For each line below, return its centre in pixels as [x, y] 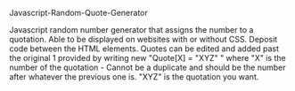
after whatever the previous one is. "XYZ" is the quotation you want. [134, 77]
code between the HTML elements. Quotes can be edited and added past [144, 49]
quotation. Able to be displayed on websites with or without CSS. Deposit [143, 39]
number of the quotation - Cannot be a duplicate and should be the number [148, 67]
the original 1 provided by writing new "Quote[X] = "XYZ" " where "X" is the [148, 58]
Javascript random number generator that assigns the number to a [131, 30]
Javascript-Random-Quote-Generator [79, 13]
